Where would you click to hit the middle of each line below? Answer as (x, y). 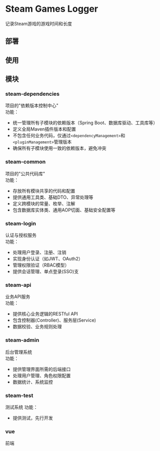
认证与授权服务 (21, 235)
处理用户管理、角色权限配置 (42, 376)
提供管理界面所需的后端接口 (42, 369)
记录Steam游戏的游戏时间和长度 (39, 23)
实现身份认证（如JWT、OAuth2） (48, 259)
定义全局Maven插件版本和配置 (44, 129)
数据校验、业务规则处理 (37, 327)
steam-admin (22, 340)
